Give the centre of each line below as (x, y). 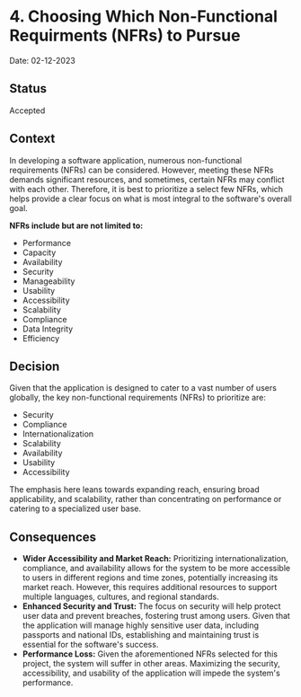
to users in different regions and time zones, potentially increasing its (150, 578)
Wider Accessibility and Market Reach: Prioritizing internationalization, (155, 559)
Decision (35, 366)
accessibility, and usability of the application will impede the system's (151, 673)
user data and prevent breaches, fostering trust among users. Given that (156, 616)
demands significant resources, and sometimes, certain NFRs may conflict (147, 179)
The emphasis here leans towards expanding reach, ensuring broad (135, 490)
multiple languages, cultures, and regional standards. (120, 597)
